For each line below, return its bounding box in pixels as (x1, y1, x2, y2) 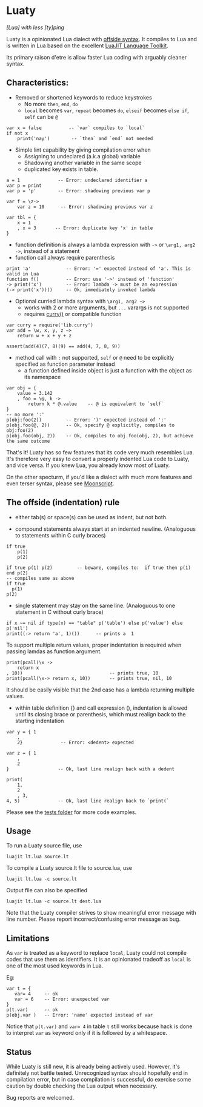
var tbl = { (6, 214, 36, 220)
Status (6, 1047, 32, 1057)
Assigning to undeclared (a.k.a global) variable (24, 152, 141, 160)
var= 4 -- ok (14, 991, 59, 997)
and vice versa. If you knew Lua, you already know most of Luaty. (6, 462, 170, 469)
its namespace (24, 373, 61, 380)
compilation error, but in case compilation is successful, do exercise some (6, 1076, 191, 1083)
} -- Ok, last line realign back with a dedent (6, 765, 175, 772)
